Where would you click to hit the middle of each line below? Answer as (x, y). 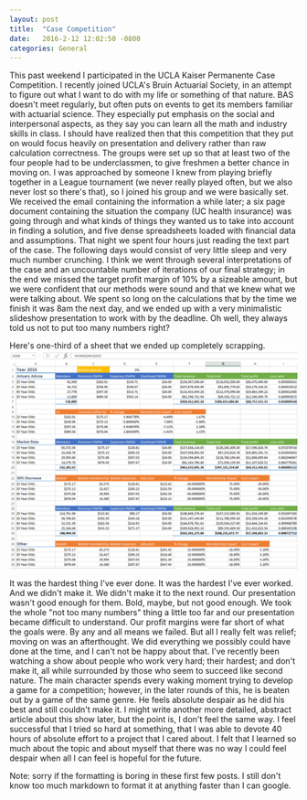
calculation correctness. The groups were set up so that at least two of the (150, 153)
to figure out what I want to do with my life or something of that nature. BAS (152, 95)
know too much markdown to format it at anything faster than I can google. (150, 785)
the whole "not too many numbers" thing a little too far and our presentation (152, 613)
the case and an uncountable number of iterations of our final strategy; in (147, 270)
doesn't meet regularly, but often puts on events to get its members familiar (151, 104)
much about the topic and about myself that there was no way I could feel (148, 749)
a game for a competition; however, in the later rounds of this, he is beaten (149, 690)
